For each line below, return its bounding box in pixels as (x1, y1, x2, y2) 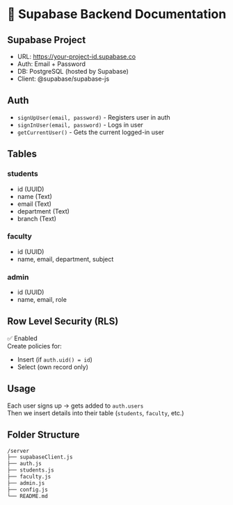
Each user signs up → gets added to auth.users (7, 401, 144, 410)
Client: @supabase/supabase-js (17, 74, 110, 83)
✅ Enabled (7, 334, 38, 342)
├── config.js (7, 486, 49, 493)
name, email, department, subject (17, 255, 114, 263)
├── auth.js (7, 460, 42, 467)
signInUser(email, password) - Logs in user (17, 120, 144, 129)
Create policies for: (7, 342, 63, 350)
